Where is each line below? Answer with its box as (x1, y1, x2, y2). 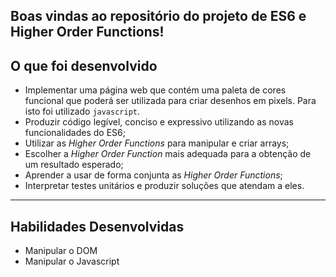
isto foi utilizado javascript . (24, 105, 141, 118)
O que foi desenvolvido (10, 57, 158, 74)
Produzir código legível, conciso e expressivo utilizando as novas (24, 116, 294, 128)
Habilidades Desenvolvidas (10, 218, 185, 235)
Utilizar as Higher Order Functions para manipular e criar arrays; (24, 137, 290, 149)
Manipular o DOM (24, 245, 98, 257)
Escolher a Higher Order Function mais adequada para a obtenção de (24, 148, 312, 160)
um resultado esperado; (24, 159, 124, 171)
